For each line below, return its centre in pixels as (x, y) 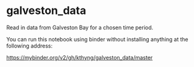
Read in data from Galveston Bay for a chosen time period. (80, 27)
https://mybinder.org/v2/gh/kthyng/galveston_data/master (80, 57)
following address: (30, 46)
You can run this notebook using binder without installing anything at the (97, 39)
